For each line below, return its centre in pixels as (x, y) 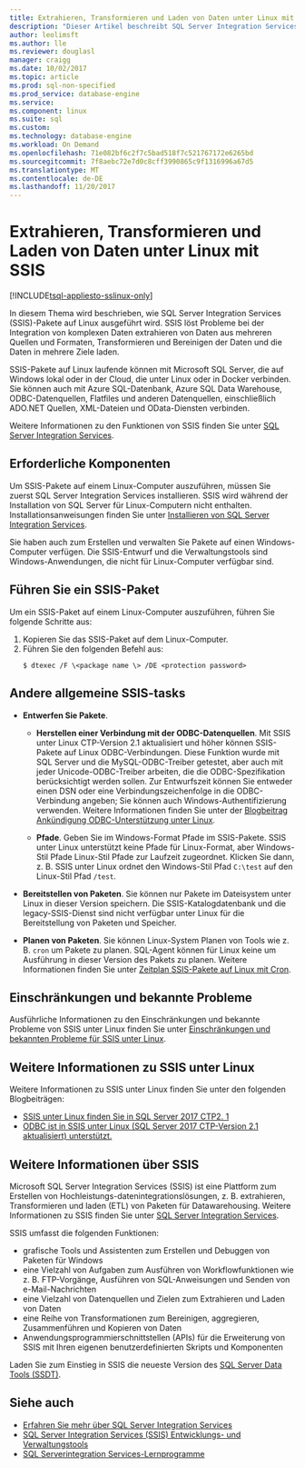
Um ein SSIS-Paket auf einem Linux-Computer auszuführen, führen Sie (142, 612)
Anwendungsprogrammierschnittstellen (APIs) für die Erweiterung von (154, 1337)
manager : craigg (40, 60)
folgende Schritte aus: (51, 621)
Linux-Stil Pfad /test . (76, 876)
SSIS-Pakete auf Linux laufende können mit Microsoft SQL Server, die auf (147, 370)
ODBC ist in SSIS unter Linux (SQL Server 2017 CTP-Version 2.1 (140, 1126)
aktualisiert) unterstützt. (67, 1136)
